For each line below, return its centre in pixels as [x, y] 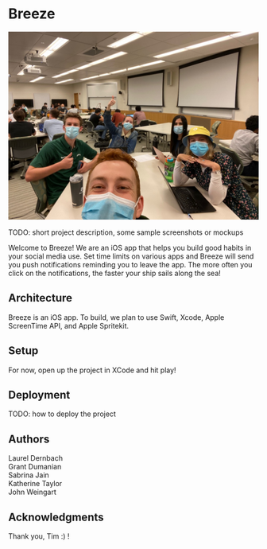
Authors [29, 439]
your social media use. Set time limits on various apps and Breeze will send [131, 256]
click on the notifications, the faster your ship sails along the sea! [114, 273]
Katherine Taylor [35, 484]
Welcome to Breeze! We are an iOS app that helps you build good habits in [130, 247]
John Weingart [33, 492]
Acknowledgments [56, 517]
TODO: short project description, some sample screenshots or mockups [126, 232]
